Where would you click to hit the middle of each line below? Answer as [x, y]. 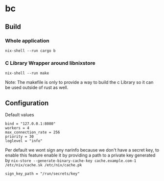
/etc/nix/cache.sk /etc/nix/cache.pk [44, 165]
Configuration [27, 103]
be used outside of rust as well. [37, 88]
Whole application [27, 41]
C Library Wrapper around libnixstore [50, 63]
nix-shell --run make [27, 73]
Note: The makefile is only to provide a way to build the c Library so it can [79, 82]
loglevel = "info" [24, 141]
